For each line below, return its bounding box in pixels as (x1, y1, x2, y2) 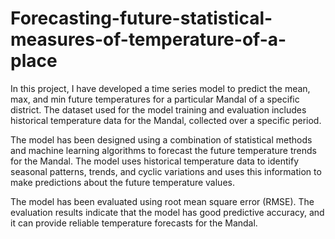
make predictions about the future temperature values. (10, 176, 235, 188)
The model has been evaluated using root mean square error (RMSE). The (10, 195, 315, 207)
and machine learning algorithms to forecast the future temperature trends (10, 144, 317, 156)
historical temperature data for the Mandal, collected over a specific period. (10, 114, 322, 126)
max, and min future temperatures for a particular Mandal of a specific (10, 93, 300, 105)
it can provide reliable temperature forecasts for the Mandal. (10, 217, 258, 229)
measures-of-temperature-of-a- (10, 28, 287, 51)
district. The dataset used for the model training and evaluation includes (10, 103, 307, 116)
